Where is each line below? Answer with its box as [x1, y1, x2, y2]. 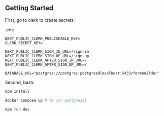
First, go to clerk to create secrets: [5, 17, 75, 23]
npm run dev [5, 107, 30, 112]
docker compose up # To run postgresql [5, 98, 87, 103]
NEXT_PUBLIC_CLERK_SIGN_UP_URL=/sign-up [5, 53, 90, 58]
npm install [5, 89, 30, 94]
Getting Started [5, 4, 54, 12]
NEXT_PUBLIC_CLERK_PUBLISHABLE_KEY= [5, 36, 80, 41]
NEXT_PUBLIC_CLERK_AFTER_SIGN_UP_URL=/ [5, 62, 87, 67]
